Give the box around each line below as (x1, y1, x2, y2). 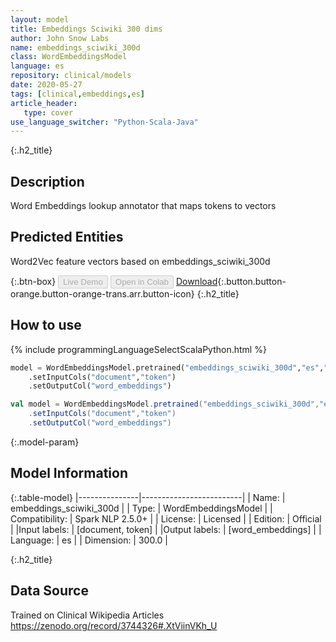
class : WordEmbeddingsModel (10, 52, 128, 62)
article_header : (10, 98, 78, 108)
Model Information (10, 465, 129, 482)
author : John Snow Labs (10, 33, 110, 43)
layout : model (10, 14, 70, 25)
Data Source (10, 582, 89, 600)
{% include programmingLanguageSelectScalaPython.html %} (10, 343, 267, 355)
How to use (10, 317, 82, 334)
